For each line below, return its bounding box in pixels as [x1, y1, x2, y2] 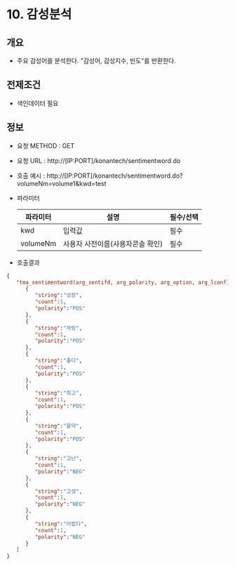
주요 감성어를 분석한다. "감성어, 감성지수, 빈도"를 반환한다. [16, 57, 176, 65]
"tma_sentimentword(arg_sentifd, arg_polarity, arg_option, [15, 279, 196, 286]
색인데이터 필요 [16, 99, 59, 107]
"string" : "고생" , [34, 487, 83, 495]
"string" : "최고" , [34, 390, 83, 397]
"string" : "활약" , [34, 422, 83, 429]
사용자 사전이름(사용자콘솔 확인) [62, 239, 163, 249]
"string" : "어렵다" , [34, 520, 88, 527]
